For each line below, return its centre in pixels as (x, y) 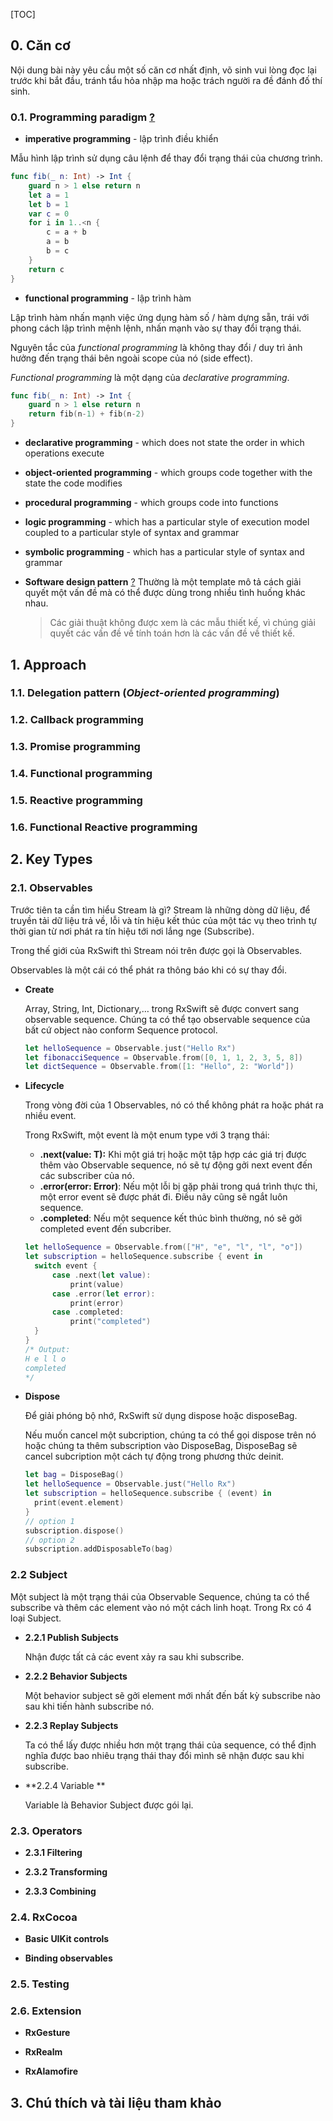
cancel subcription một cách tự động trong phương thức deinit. (154, 1456)
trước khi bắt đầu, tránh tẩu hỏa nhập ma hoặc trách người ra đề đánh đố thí (166, 80)
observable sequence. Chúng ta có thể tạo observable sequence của (167, 1019)
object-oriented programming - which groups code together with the (168, 473)
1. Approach (48, 664)
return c (46, 269)
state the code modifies (73, 483)
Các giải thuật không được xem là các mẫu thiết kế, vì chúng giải (182, 623)
